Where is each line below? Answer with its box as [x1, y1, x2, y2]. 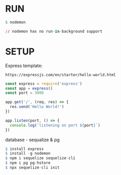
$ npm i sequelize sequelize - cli [5, 156, 76, 161]
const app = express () [5, 86, 53, 91]
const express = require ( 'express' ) [5, 81, 82, 86]
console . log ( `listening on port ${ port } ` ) [10, 123, 100, 128]
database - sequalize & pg [5, 137, 60, 143]
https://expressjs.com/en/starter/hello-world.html [5, 72, 116, 77]
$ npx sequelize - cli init [5, 165, 59, 170]
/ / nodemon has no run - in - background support [5, 29, 102, 34]
